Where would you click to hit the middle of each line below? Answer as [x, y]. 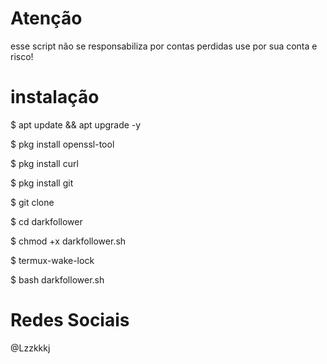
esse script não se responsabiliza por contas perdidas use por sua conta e [164, 46]
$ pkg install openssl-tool [62, 144]
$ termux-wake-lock [52, 260]
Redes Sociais [70, 320]
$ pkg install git [42, 183]
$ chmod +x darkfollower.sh [68, 241]
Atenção [46, 18]
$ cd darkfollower [46, 221]
